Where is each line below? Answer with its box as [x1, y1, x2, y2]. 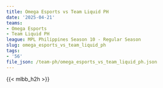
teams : [6, 20, 23, 26]
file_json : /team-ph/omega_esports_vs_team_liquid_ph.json [6, 59, 158, 65]
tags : [6, 48, 20, 54]
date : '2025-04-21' [6, 14, 55, 20]
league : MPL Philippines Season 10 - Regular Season [6, 37, 141, 43]
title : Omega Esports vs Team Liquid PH [6, 8, 109, 15]
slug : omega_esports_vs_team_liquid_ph [6, 43, 106, 48]
